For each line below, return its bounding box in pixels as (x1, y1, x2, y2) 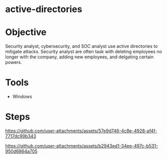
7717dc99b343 (5, 133, 36, 139)
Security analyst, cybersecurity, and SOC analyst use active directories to (5, 43, 158, 49)
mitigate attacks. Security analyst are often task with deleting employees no (5, 49, 162, 55)
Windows (12, 94, 32, 100)
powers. (5, 59, 22, 65)
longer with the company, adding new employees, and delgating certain (5, 54, 154, 60)
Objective (5, 27, 47, 38)
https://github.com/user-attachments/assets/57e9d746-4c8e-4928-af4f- (5, 128, 157, 134)
